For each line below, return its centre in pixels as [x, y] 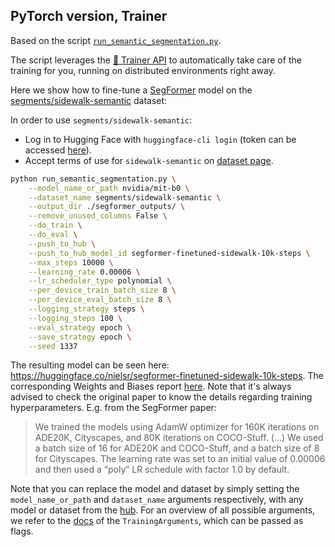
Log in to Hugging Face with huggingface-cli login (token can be [160, 139]
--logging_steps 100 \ [75, 318]
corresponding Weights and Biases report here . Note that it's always [151, 386]
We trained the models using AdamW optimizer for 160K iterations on [177, 427]
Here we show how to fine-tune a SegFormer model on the [131, 90]
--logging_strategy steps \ [86, 309]
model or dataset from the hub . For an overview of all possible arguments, [163, 510]
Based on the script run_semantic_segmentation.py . [116, 40]
